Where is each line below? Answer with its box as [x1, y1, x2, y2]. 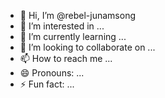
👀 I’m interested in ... [19, 20, 105, 32]
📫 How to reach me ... [19, 53, 113, 64]
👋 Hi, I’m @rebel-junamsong [19, 10, 136, 21]
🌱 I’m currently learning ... [19, 31, 127, 42]
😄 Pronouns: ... [19, 67, 85, 79]
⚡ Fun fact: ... [19, 78, 75, 90]
